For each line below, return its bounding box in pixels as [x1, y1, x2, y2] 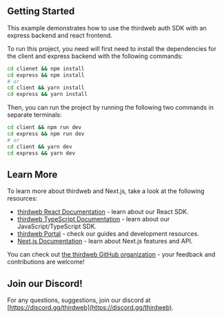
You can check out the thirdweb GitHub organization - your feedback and [7, 250, 216, 259]
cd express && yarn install [7, 91, 88, 98]
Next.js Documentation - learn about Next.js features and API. [17, 237, 193, 246]
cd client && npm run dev [7, 124, 81, 131]
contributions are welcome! [7, 258, 85, 266]
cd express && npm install [7, 72, 85, 79]
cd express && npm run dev [7, 130, 85, 137]
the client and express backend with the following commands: [7, 52, 183, 60]
